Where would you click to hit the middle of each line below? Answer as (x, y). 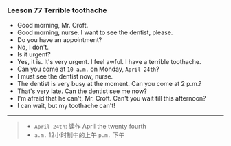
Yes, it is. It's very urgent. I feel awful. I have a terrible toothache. (109, 62)
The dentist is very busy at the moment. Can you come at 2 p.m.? (109, 84)
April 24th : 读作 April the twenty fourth (90, 127)
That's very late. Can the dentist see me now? (82, 91)
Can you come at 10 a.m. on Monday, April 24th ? (88, 69)
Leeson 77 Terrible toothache (57, 10)
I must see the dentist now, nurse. (65, 76)
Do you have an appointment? (59, 40)
